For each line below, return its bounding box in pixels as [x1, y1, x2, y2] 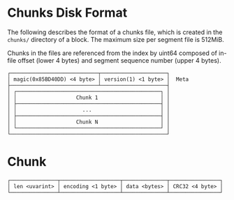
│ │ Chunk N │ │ [7, 118, 170, 125]
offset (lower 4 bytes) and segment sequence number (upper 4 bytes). [17, 56, 221, 64]
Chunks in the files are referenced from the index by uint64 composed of [7, 49, 218, 57]
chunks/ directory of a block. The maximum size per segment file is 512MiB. [7, 35, 225, 43]
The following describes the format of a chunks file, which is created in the [7, 28, 223, 36]
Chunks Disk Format [7, 5, 128, 21]
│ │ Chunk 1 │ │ [7, 94, 170, 101]
